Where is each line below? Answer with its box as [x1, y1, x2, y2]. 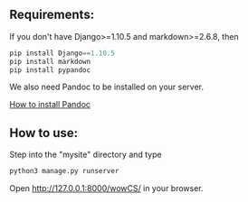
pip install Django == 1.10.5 [9, 49, 116, 58]
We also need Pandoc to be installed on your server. [9, 81, 205, 93]
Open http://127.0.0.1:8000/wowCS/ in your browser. [9, 183, 204, 194]
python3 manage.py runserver [9, 167, 119, 176]
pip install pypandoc [9, 65, 91, 75]
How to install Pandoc [9, 99, 91, 110]
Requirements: [9, 7, 95, 23]
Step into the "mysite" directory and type [9, 149, 162, 161]
